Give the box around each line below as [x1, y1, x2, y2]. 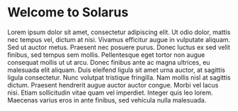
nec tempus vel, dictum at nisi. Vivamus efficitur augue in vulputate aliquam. [7, 35, 231, 43]
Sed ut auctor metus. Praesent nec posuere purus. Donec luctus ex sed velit [7, 43, 231, 51]
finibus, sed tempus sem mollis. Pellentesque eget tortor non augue [7, 51, 205, 59]
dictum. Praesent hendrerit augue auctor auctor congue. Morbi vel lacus [7, 80, 219, 89]
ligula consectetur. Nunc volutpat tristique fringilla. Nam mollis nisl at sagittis [7, 73, 231, 82]
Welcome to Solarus [7, 4, 129, 21]
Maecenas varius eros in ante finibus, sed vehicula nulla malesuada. [7, 95, 207, 104]
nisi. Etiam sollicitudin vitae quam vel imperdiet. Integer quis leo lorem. [7, 88, 213, 97]
